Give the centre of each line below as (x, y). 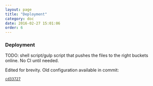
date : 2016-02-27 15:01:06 (33, 23)
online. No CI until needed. (32, 61)
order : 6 (14, 28)
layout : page (18, 10)
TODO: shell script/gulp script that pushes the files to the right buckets (77, 55)
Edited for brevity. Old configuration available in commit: (62, 70)
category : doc (20, 19)
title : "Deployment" (26, 14)
